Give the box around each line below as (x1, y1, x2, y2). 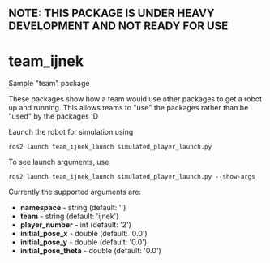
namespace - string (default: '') (19, 203, 126, 213)
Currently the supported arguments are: (8, 187, 142, 197)
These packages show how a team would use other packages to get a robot (8, 94, 262, 104)
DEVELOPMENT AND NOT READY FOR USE (8, 19, 229, 33)
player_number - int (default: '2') (19, 220, 132, 230)
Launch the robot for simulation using (8, 127, 134, 137)
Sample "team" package (8, 79, 90, 88)
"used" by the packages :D (8, 111, 99, 121)
